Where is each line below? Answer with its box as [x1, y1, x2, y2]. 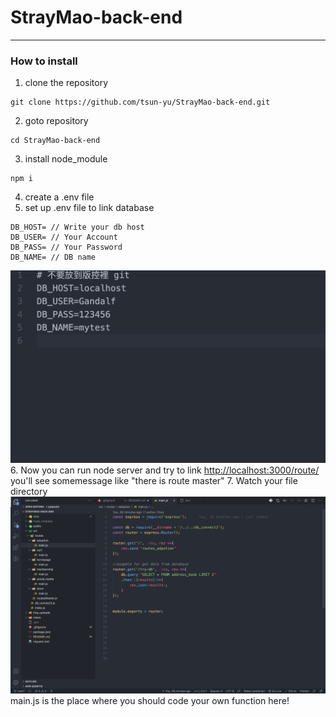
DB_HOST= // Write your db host [10, 222, 145, 233]
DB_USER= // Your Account [10, 232, 118, 243]
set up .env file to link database [24, 202, 155, 214]
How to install [10, 54, 78, 68]
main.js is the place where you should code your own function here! [10, 694, 290, 706]
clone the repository [24, 77, 109, 89]
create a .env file [24, 191, 95, 203]
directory [10, 485, 48, 497]
